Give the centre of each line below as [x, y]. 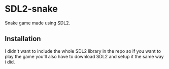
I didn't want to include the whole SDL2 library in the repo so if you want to [83, 51]
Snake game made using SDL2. [38, 23]
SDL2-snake [31, 9]
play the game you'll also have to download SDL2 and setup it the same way [84, 56]
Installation [23, 39]
